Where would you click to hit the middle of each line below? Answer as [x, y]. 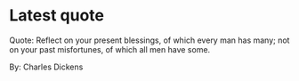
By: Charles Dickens [46, 67]
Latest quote [57, 16]
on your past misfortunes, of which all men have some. [110, 49]
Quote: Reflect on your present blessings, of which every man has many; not [149, 40]
